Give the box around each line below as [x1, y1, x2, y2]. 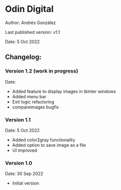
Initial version [12, 180, 39, 186]
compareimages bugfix [12, 104, 59, 110]
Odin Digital [5, 3, 54, 15]
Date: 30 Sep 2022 [5, 171, 44, 177]
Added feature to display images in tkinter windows [12, 88, 116, 94]
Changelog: [5, 53, 42, 61]
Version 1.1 [5, 116, 31, 123]
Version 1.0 [5, 160, 33, 166]
